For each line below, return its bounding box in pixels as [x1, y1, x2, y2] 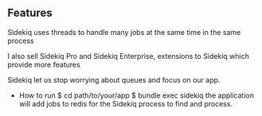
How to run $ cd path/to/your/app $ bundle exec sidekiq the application [18, 91, 254, 100]
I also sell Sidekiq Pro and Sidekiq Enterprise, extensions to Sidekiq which [7, 51, 250, 60]
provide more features [7, 60, 80, 69]
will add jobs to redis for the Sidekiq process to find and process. [18, 99, 233, 108]
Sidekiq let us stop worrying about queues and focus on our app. [7, 75, 221, 84]
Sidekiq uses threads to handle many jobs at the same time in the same [7, 27, 241, 37]
